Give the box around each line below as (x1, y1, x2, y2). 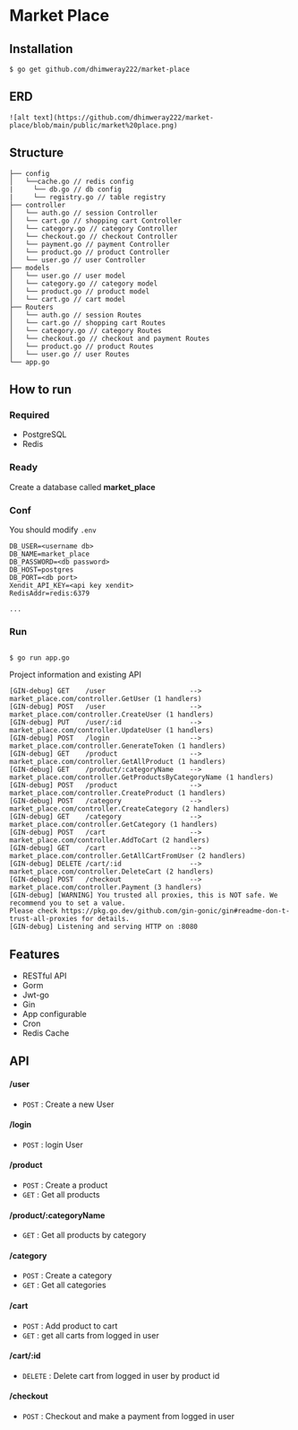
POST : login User (21, 1139, 83, 1150)
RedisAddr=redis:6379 (9, 589, 90, 598)
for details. (81, 915, 130, 924)
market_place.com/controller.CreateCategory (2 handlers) (9, 804, 230, 813)
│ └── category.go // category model (9, 279, 158, 288)
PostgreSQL (21, 429, 67, 440)
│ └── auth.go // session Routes (9, 311, 142, 320)
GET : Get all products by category (21, 1230, 147, 1241)
